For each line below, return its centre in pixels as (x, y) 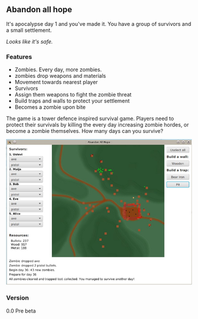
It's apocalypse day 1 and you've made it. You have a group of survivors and (99, 24)
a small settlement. (29, 30)
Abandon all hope (39, 10)
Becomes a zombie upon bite (50, 107)
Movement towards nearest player (56, 82)
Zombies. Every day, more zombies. (58, 69)
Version (18, 298)
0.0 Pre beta (21, 311)
